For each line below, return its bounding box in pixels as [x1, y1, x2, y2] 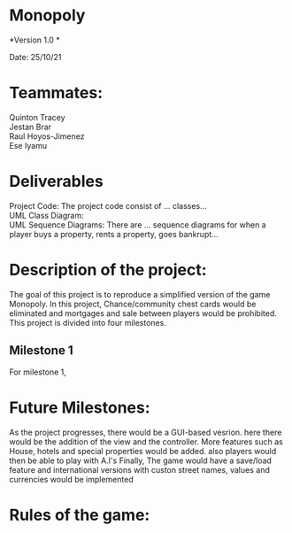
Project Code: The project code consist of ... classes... [9, 200, 207, 211]
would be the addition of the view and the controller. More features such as [9, 436, 283, 447]
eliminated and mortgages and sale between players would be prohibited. [9, 307, 277, 319]
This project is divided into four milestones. [9, 317, 166, 328]
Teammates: [9, 83, 104, 103]
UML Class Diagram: [9, 210, 84, 220]
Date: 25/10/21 [9, 51, 62, 62]
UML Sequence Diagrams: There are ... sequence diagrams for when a [9, 219, 267, 230]
